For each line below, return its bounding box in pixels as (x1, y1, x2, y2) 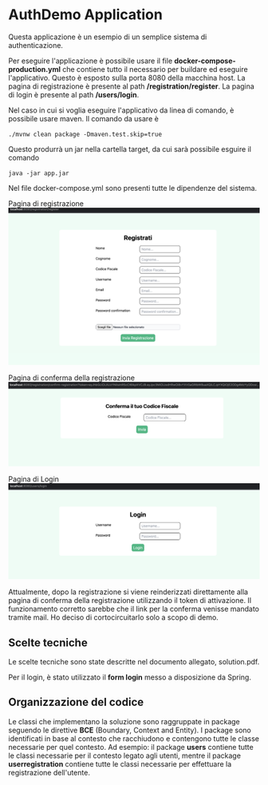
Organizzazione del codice (8, 696, 144, 709)
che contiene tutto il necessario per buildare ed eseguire (62, 64, 249, 73)
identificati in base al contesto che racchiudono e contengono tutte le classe (8, 733, 260, 743)
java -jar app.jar (8, 169, 69, 177)
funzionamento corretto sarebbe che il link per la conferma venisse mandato (8, 605, 260, 614)
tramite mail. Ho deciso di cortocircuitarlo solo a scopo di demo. (8, 613, 219, 622)
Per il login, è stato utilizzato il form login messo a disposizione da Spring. (8, 672, 251, 682)
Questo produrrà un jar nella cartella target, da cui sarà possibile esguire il (8, 144, 251, 153)
